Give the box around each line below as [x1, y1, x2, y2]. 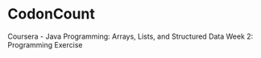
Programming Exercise [7, 39, 83, 49]
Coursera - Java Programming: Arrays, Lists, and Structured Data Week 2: [7, 31, 254, 41]
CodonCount [7, 5, 96, 23]
